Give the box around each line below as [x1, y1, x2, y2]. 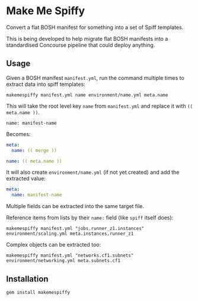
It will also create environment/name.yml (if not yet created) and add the [6, 169, 180, 176]
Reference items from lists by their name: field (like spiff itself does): [6, 214, 174, 221]
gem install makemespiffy [6, 289, 70, 295]
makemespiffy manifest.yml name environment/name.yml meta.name [6, 92, 168, 98]
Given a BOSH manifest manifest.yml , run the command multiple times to [6, 74, 185, 81]
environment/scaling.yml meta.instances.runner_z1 [6, 231, 134, 237]
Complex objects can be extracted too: [6, 241, 101, 248]
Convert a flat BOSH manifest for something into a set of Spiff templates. [6, 24, 184, 31]
